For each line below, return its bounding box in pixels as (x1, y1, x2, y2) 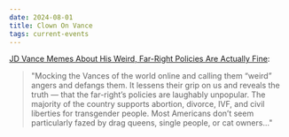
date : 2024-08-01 (9, 12, 74, 22)
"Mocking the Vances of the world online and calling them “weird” (30, 71, 272, 81)
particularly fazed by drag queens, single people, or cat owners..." (30, 118, 273, 128)
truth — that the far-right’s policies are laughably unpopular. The (30, 89, 266, 100)
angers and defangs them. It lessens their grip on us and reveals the (30, 80, 281, 91)
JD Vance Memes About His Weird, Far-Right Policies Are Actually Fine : (9, 54, 270, 65)
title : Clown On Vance (9, 21, 93, 30)
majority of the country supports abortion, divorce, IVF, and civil (30, 99, 265, 110)
